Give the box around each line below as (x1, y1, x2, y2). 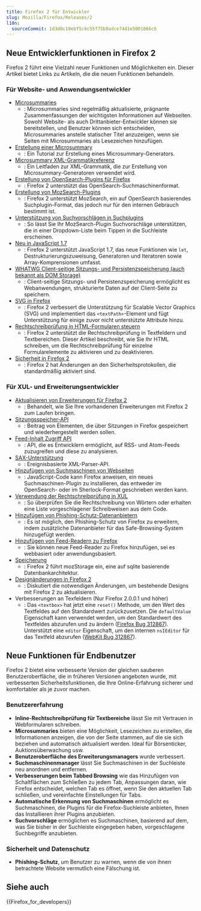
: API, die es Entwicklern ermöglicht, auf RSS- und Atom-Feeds (23, 441, 180, 449)
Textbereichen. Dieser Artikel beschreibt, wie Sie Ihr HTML (23, 335, 169, 343)
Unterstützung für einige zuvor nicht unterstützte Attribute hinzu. (23, 317, 185, 324)
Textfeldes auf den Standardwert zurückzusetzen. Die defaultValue (23, 608, 191, 615)
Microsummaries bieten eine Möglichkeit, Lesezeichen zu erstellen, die (14, 727, 193, 735)
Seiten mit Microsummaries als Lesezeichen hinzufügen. (23, 137, 164, 145)
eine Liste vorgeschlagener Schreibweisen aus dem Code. (23, 505, 168, 512)
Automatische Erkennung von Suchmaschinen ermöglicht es (14, 797, 169, 804)
